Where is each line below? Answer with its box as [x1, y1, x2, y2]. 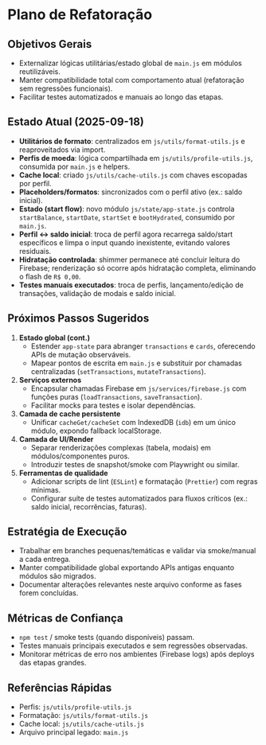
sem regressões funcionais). [18, 84, 113, 93]
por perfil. [18, 178, 53, 188]
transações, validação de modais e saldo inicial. [18, 288, 177, 298]
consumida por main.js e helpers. [18, 162, 131, 171]
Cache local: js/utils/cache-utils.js [18, 719, 145, 729]
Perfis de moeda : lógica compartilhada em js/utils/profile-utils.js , [18, 153, 253, 162]
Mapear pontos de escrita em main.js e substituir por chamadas [30, 358, 242, 368]
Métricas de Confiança [7, 611, 124, 625]
